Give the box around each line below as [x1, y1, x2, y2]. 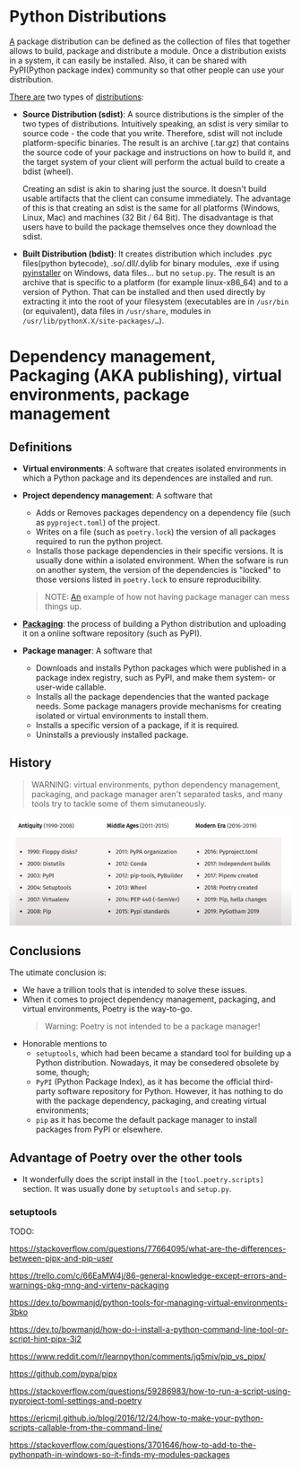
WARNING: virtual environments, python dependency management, [30, 778, 280, 790]
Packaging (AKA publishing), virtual [9, 366, 282, 387]
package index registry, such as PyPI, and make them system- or [35, 672, 276, 682]
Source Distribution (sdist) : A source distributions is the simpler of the [21, 109, 284, 119]
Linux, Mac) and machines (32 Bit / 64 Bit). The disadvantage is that [21, 212, 274, 222]
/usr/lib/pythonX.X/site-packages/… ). [21, 315, 165, 326]
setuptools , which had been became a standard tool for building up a [35, 1047, 292, 1059]
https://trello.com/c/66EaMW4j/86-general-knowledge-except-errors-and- [9, 1271, 288, 1282]
